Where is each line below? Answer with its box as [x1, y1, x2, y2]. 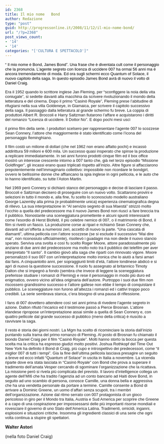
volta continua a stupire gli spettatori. [5, 415, 70, 420]
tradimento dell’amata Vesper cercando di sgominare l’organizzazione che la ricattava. [5, 364, 157, 369]
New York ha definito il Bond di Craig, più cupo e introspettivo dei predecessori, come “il [5, 346, 159, 351]
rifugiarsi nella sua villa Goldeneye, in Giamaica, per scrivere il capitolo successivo [5, 103, 150, 108]
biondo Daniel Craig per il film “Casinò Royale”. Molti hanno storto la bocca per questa [5, 336, 157, 342]
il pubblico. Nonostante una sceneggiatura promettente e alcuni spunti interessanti [5, 212, 150, 218]
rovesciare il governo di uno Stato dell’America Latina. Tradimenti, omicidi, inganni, [5, 406, 151, 411]
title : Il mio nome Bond [5, 12, 60, 17]
